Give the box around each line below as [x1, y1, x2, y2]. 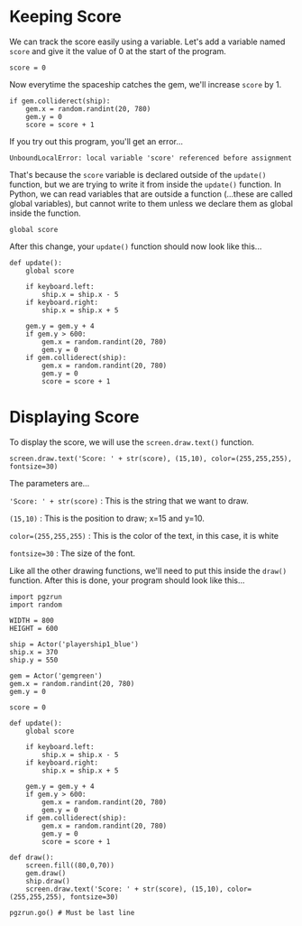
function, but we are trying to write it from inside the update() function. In [9, 179, 282, 190]
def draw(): [9, 853, 54, 862]
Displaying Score [9, 407, 140, 428]
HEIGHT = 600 [9, 624, 59, 633]
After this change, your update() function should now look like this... [9, 241, 262, 252]
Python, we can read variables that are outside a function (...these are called [9, 188, 293, 199]
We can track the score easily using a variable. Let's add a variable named [9, 36, 286, 47]
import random [9, 600, 63, 609]
